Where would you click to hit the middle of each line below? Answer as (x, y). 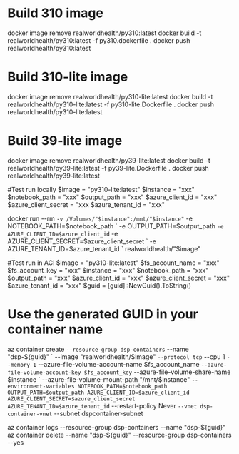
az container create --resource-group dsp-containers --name (98, 349)
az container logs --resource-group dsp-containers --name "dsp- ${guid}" (117, 427)
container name (55, 329)
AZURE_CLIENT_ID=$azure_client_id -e (63, 233)
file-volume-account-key (44, 373)
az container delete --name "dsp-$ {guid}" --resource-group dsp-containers (119, 435)
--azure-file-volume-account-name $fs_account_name (119, 364)
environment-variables (41, 386)
